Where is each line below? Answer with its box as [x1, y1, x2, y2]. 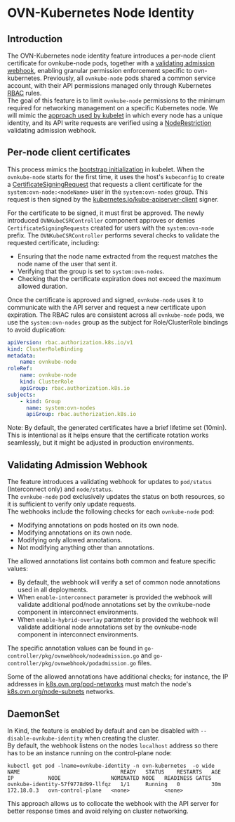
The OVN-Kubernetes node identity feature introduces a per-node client [7, 51, 216, 60]
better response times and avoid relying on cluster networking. [7, 807, 189, 815]
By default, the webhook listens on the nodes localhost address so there [7, 741, 219, 750]
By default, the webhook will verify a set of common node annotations [17, 578, 221, 587]
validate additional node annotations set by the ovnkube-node [17, 623, 197, 632]
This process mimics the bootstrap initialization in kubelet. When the [7, 165, 205, 174]
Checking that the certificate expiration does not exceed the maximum [17, 274, 221, 282]
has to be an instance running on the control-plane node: [7, 748, 172, 757]
